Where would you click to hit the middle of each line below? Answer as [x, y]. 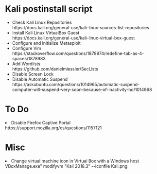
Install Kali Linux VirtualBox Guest [46, 33]
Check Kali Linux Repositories [42, 22]
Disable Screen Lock [33, 74]
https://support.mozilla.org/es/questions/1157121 [53, 128]
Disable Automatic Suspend [40, 79]
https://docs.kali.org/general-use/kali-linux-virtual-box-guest [73, 38]
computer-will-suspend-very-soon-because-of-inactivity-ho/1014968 [82, 89]
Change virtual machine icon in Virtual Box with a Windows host [75, 161]
